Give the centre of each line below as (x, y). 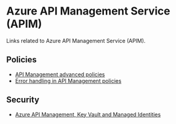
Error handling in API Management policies (68, 80)
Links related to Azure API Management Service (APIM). (76, 41)
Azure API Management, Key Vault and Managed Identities (88, 114)
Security (23, 100)
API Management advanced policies (60, 74)
